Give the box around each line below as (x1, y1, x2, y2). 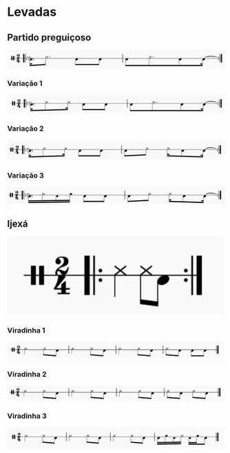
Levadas (7, 4, 57, 20)
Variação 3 (7, 170, 45, 180)
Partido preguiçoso (7, 32, 92, 43)
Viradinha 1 (7, 325, 46, 335)
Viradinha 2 (7, 369, 47, 379)
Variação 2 (7, 124, 44, 134)
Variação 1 (7, 78, 43, 88)
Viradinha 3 (7, 411, 47, 421)
